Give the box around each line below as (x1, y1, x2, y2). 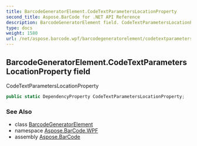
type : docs (6, 25, 33, 31)
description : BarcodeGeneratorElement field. (6, 19, 119, 25)
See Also (6, 107, 32, 116)
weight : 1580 (6, 30, 38, 36)
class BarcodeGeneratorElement (14, 121, 93, 128)
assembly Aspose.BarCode (14, 133, 80, 140)
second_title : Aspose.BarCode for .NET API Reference (6, 14, 141, 20)
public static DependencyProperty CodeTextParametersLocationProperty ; (6, 93, 185, 100)
